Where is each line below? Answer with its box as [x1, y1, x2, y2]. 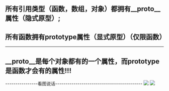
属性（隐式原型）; [5, 14, 61, 22]
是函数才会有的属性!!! [5, 66, 72, 75]
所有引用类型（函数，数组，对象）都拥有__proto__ [5, 4, 161, 13]
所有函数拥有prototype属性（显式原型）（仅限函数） [5, 32, 166, 41]
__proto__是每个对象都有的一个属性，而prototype [5, 57, 160, 65]
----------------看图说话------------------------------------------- [5, 80, 142, 86]
